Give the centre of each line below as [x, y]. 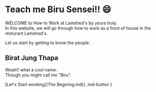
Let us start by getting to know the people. [48, 42]
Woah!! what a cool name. [31, 70]
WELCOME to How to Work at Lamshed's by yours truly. [61, 23]
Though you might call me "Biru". [38, 75]
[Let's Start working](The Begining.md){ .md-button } [58, 84]
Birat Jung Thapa [32, 58]
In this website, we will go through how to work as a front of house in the [78, 28]
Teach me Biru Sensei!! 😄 [58, 9]
